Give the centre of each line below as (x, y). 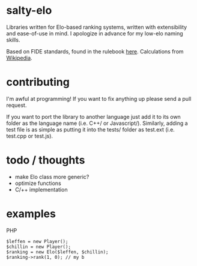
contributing (38, 82)
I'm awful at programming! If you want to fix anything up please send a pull (99, 98)
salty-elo (29, 11)
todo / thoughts (46, 160)
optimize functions (38, 183)
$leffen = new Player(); (37, 241)
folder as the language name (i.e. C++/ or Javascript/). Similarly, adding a (97, 123)
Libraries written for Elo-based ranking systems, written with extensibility (97, 27)
